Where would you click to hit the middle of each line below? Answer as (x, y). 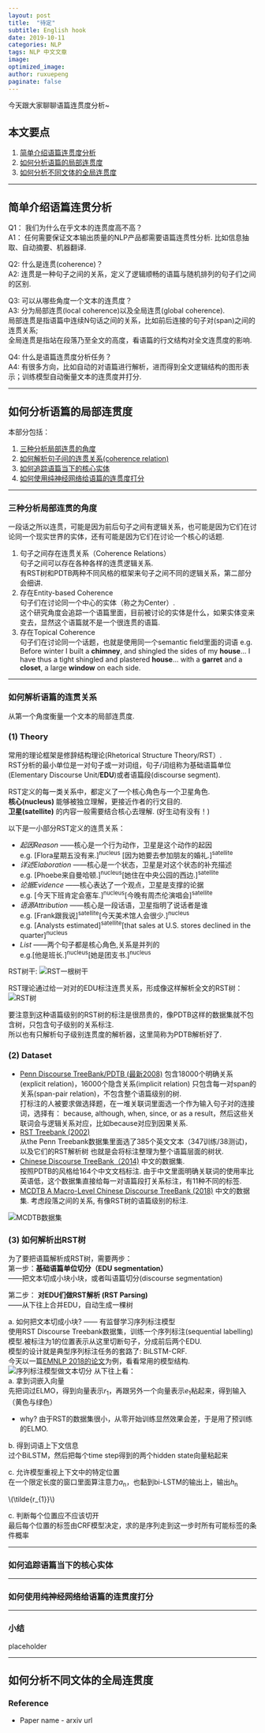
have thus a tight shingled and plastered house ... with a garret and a (131, 659)
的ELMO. (34, 1428)
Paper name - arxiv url (56, 1720)
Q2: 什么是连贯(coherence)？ (56, 264)
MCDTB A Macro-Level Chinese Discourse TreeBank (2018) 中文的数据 (134, 1191)
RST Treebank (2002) (55, 1132)
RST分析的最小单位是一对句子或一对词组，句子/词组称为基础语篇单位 (120, 765)
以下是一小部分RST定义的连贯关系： (67, 828)
